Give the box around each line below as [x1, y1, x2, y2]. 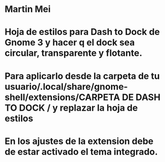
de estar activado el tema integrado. [4, 146, 158, 158]
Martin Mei [4, 3, 51, 15]
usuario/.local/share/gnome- [4, 81, 128, 92]
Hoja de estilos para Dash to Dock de [4, 26, 160, 38]
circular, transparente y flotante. [4, 47, 142, 59]
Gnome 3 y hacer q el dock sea [4, 37, 135, 48]
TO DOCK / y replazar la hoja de [4, 102, 138, 113]
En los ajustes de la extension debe [4, 136, 153, 147]
